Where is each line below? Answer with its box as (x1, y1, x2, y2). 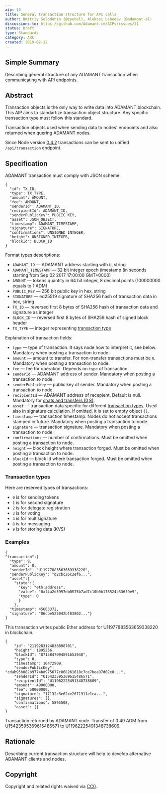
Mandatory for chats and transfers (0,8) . (12, 397, 95, 404)
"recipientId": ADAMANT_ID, (9, 208, 68, 213)
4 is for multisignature (12, 515, 57, 521)
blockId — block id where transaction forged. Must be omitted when (12, 456, 153, 462)
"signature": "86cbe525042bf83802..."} (9, 611, 92, 616)
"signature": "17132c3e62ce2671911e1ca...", (14, 691, 108, 696)
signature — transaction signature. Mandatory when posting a (12, 424, 140, 430)
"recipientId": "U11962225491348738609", (14, 678, 101, 683)
